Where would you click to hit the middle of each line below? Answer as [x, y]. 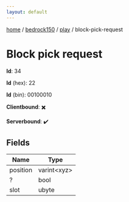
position [21, 170]
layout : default [27, 12]
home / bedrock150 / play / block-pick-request [65, 29]
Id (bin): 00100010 [29, 95]
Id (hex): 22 [21, 82]
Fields [18, 142]
